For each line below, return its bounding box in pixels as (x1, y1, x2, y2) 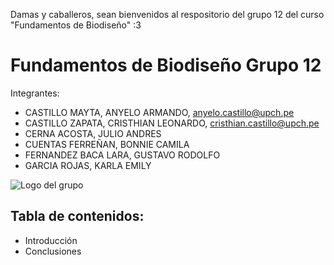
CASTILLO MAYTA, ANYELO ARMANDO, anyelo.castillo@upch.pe (24, 106, 295, 118)
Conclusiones (24, 245, 82, 257)
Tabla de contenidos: (10, 208, 145, 225)
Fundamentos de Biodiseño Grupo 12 (10, 54, 322, 77)
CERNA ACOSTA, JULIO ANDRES (24, 127, 162, 139)
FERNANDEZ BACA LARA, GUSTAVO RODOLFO (24, 149, 221, 161)
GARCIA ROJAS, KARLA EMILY (24, 159, 152, 171)
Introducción (24, 234, 78, 246)
